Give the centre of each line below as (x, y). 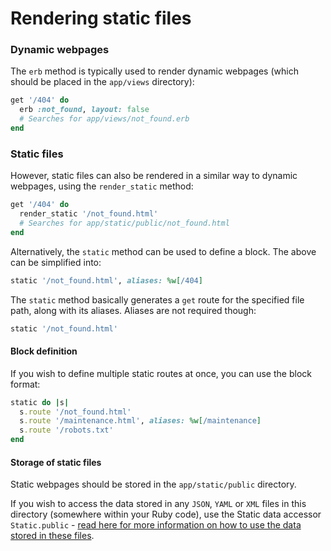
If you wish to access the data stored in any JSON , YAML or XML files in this (158, 504)
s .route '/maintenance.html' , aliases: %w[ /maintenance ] (140, 421)
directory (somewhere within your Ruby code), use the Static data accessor (166, 514)
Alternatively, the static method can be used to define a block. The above (163, 251)
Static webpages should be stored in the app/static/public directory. (153, 484)
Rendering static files (101, 18)
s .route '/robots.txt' (66, 430)
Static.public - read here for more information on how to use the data (156, 525)
